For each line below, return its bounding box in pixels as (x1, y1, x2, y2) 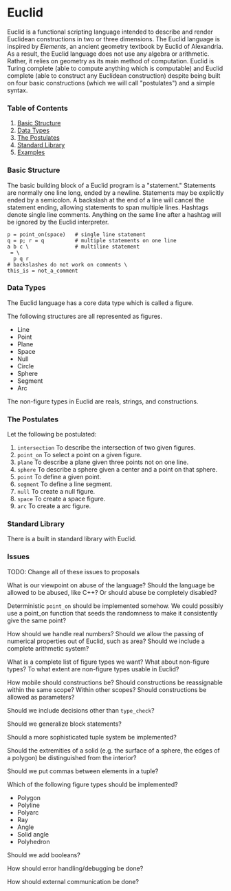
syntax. (7, 86, 28, 94)
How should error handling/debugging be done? (7, 864, 144, 872)
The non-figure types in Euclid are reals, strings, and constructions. (7, 397, 199, 406)
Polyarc (16, 808, 39, 817)
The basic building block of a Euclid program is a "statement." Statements (7, 181, 217, 189)
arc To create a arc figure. (16, 502, 91, 510)
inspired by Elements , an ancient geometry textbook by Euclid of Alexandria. (7, 42, 223, 50)
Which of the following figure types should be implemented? (7, 780, 178, 788)
